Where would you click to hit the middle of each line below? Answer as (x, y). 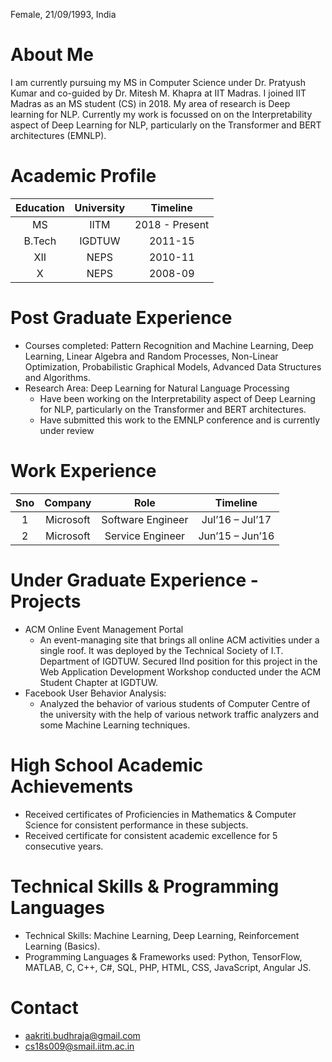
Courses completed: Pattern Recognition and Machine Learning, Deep (169, 345)
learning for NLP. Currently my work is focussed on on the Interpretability (161, 114)
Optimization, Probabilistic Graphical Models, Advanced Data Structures (173, 366)
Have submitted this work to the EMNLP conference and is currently (180, 420)
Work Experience (83, 471)
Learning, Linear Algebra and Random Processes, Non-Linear (151, 356)
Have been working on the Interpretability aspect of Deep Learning (177, 398)
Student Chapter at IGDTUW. (98, 682)
